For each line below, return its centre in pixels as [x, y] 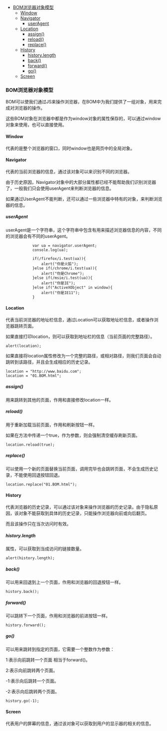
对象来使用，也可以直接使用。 [36, 125]
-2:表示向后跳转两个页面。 [33, 691]
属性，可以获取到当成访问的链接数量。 [45, 549]
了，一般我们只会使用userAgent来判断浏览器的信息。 [60, 188]
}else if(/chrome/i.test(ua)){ [65, 268]
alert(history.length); [30, 558]
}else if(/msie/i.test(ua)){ [62, 278]
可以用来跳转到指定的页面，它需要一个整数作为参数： [60, 649]
